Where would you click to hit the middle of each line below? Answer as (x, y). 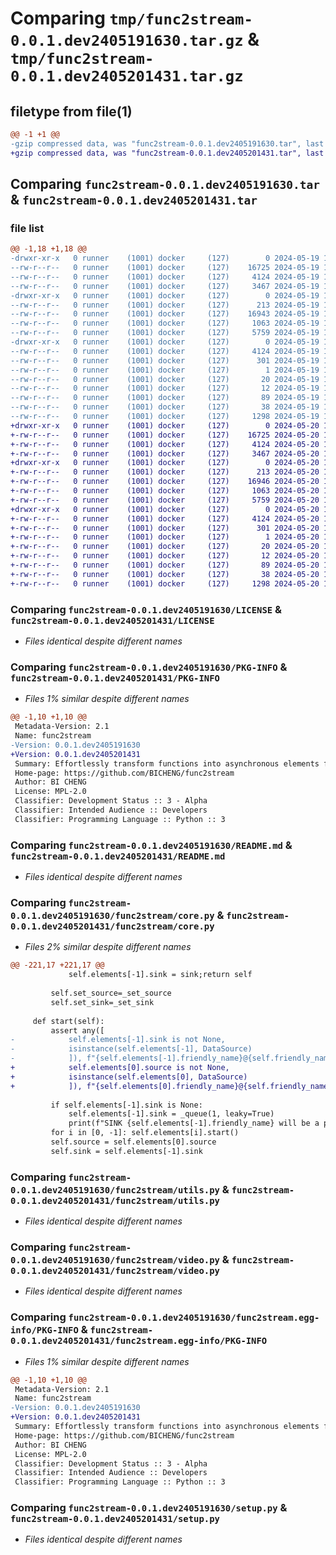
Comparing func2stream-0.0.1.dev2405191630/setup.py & (149, 1508)
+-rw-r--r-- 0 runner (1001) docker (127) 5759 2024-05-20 (165, 500)
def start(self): (68, 1021)
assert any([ (77, 1030)
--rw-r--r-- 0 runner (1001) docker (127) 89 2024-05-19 (165, 398)
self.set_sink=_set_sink (102, 1002)
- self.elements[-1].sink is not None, (118, 1040)
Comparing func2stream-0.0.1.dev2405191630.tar (165, 184)
